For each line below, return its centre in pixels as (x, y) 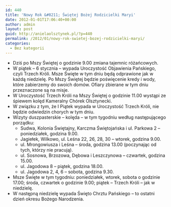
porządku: (23, 122)
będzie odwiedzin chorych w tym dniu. (54, 112)
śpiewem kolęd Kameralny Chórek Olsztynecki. (62, 101)
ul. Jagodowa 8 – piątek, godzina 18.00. (62, 166)
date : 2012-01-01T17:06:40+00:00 (41, 19)
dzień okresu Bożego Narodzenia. (48, 199)
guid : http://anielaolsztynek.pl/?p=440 (49, 34)
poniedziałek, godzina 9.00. (50, 133)
